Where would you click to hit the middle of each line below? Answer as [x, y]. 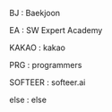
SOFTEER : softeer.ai [47, 82]
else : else [28, 99]
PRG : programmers [46, 65]
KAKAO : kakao [37, 47]
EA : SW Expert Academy [56, 30]
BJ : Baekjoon [35, 13]
